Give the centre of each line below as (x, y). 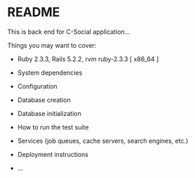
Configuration (37, 86)
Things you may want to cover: (52, 45)
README (34, 12)
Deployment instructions (53, 154)
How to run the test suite (53, 127)
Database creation (44, 100)
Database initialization (49, 113)
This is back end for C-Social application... (69, 32)
